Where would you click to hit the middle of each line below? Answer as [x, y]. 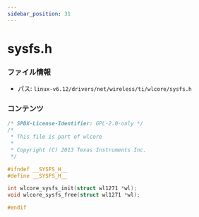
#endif [17, 208]
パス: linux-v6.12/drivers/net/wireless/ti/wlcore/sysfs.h [104, 89]
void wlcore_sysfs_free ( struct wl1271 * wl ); [74, 195]
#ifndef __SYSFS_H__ [38, 169]
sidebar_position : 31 [39, 14]
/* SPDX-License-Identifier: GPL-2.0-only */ [75, 124]
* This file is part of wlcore [56, 137]
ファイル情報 [29, 72]
